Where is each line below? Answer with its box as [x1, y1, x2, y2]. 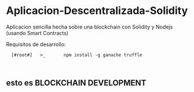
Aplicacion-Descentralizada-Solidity [6, 4, 188, 17]
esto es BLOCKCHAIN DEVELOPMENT [6, 78, 147, 88]
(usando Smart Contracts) [6, 29, 69, 36]
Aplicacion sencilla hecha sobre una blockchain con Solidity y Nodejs [6, 23, 174, 30]
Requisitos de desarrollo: [6, 41, 66, 48]
